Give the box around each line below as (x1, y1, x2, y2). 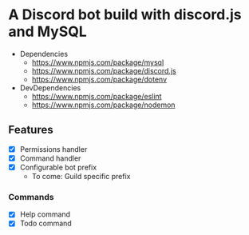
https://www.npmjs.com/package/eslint (31, 91, 162, 101)
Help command (19, 209, 70, 219)
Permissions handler (19, 144, 88, 153)
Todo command (19, 218, 72, 229)
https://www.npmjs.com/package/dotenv (31, 74, 168, 84)
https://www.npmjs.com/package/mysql (31, 58, 164, 67)
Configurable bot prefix (19, 162, 97, 172)
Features (8, 123, 53, 137)
